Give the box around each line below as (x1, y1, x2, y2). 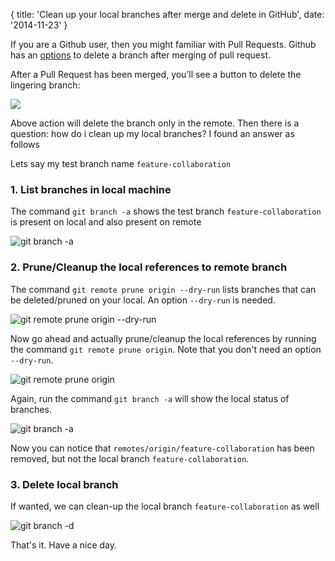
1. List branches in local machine (10, 182, 172, 196)
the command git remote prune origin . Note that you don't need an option (10, 343, 322, 355)
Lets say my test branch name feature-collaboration (10, 158, 232, 169)
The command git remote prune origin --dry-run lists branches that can (10, 283, 317, 295)
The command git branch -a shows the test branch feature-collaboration (10, 205, 322, 218)
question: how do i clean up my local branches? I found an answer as (10, 128, 295, 139)
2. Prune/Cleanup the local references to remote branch (10, 260, 288, 274)
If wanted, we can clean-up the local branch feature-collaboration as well (10, 500, 320, 512)
